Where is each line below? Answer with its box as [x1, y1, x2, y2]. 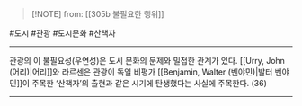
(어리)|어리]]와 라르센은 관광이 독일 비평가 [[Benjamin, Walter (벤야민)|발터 [9, 66, 273, 77]
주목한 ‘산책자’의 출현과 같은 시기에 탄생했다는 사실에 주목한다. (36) [31, 78, 268, 88]
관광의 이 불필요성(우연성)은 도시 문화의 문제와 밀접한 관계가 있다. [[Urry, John [9, 56, 286, 66]
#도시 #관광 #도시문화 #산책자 [9, 28, 116, 39]
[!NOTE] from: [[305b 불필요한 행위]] [31, 9, 164, 19]
